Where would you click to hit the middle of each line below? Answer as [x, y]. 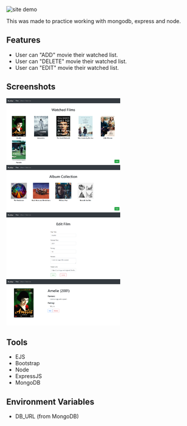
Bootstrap [27, 363]
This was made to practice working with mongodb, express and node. [93, 21]
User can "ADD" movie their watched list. [66, 55]
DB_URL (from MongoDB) [47, 416]
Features [23, 40]
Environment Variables [50, 401]
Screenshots [31, 87]
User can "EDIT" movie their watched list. [67, 67]
